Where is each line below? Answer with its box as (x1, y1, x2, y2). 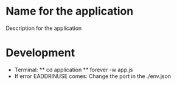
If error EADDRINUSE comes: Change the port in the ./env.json (14, 72, 172, 80)
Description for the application (5, 24, 82, 32)
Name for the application (5, 4, 134, 18)
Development (5, 46, 75, 60)
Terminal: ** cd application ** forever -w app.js (14, 66, 133, 73)
